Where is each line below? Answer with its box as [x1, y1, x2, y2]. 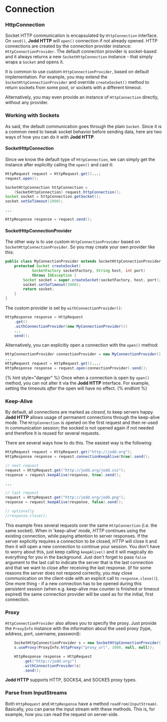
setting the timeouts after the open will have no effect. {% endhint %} [5, 385, 148, 391]
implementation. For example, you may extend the [5, 74, 108, 80]
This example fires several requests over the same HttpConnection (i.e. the [5, 522, 158, 528]
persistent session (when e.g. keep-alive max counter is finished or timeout [5, 585, 160, 591]
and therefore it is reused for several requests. [5, 430, 100, 436]
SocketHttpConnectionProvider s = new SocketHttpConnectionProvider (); [14, 640, 166, 646]
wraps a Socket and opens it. [5, 59, 64, 65]
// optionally [5, 509, 35, 514]
